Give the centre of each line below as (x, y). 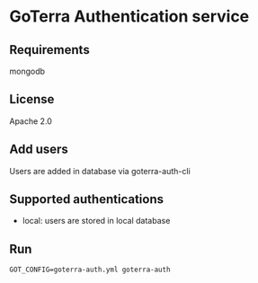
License (32, 99)
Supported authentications (87, 199)
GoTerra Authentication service (129, 17)
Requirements (49, 50)
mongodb (27, 71)
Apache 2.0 (31, 121)
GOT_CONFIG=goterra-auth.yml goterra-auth (90, 270)
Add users (39, 150)
